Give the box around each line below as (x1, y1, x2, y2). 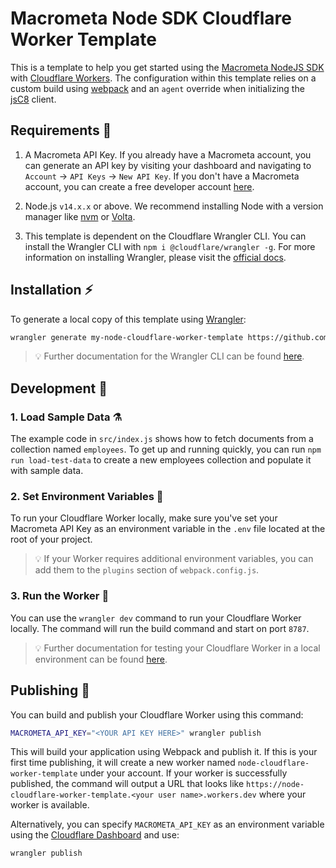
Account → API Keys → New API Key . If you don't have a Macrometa (24, 170, 300, 182)
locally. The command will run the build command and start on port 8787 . (10, 622, 310, 634)
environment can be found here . (34, 653, 168, 665)
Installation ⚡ (10, 282, 94, 299)
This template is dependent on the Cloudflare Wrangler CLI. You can (24, 230, 307, 242)
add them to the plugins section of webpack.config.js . (34, 564, 260, 576)
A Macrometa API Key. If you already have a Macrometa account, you (24, 148, 312, 161)
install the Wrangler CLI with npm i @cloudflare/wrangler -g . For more (24, 240, 316, 252)
